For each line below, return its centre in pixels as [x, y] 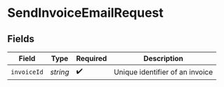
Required [92, 59]
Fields [21, 39]
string [60, 72]
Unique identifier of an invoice [163, 72]
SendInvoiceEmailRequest [85, 13]
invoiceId [27, 72]
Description [164, 59]
